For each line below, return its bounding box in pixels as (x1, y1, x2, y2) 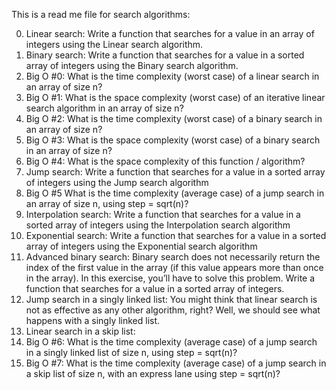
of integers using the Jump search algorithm (25, 177, 209, 188)
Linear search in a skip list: (25, 325, 136, 337)
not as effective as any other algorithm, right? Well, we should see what (25, 304, 321, 316)
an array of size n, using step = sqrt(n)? (25, 198, 189, 209)
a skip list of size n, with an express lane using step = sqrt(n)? (25, 368, 281, 379)
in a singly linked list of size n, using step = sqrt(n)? (25, 347, 238, 358)
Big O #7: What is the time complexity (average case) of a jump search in (25, 357, 327, 369)
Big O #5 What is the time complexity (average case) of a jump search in (25, 187, 325, 199)
